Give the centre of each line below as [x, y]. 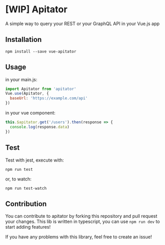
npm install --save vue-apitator [41, 51]
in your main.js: [21, 79]
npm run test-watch [26, 188]
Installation [23, 40]
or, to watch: [18, 179]
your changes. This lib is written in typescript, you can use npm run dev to [82, 221]
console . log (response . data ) [40, 127]
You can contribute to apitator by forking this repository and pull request [81, 216]
